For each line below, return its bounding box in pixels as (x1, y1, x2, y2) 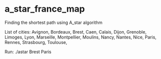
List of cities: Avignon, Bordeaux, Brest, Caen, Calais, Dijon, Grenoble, (4, 29, 147, 35)
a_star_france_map (4, 3, 85, 15)
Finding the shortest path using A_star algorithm (4, 20, 103, 25)
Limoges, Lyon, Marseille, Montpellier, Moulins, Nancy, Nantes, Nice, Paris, (4, 34, 157, 40)
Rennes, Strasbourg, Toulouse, (4, 39, 68, 45)
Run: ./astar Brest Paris (4, 49, 51, 55)
